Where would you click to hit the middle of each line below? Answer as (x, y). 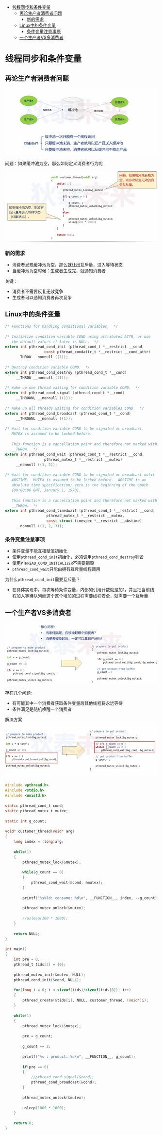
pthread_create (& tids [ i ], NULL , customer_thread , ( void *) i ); (86, 1001)
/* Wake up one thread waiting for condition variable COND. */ (72, 388)
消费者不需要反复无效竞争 (38, 292)
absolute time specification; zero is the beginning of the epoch (80, 485)
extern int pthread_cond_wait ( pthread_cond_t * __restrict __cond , (75, 454)
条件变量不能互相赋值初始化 (40, 551)
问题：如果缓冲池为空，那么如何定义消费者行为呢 (54, 164)
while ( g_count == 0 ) (43, 872)
